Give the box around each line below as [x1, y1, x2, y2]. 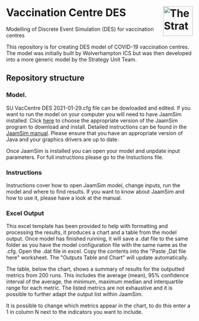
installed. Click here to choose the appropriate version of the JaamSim [6, 117, 178, 124]
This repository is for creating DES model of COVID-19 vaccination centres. [6, 43, 190, 50]
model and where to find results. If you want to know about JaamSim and [6, 188, 185, 195]
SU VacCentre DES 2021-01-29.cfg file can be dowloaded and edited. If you [6, 104, 191, 111]
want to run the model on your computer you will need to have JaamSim [6, 110, 182, 118]
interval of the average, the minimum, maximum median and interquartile [6, 278, 184, 285]
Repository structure [6, 73, 85, 83]
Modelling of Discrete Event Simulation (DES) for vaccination [6, 25, 154, 33]
